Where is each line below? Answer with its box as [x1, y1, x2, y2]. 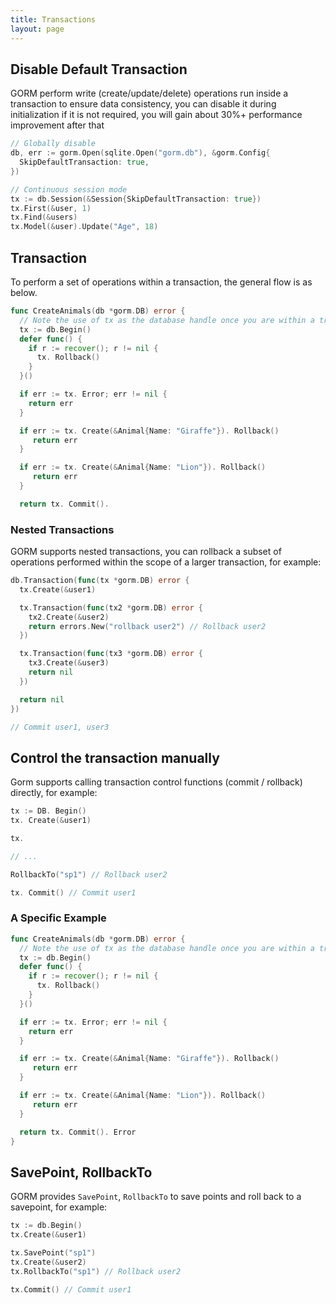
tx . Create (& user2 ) [10, 1257, 87, 1267]
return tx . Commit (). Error [19, 1127, 137, 1137]
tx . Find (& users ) [10, 212, 78, 223]
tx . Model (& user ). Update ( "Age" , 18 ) [10, 222, 159, 232]
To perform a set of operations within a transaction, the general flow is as [10, 276, 313, 288]
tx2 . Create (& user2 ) [28, 612, 110, 622]
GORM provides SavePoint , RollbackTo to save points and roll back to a [10, 1191, 302, 1203]
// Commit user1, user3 [10, 722, 110, 732]
